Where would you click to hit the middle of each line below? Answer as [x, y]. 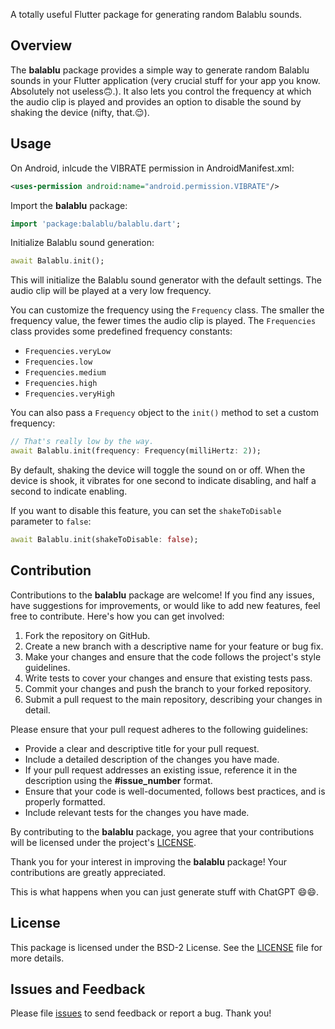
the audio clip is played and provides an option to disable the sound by [156, 101]
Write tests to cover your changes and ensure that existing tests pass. [168, 678]
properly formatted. [65, 801]
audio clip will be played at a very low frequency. [111, 291]
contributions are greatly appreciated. [88, 872]
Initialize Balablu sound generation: [82, 243]
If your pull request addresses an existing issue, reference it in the [161, 770]
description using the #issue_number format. [118, 780]
